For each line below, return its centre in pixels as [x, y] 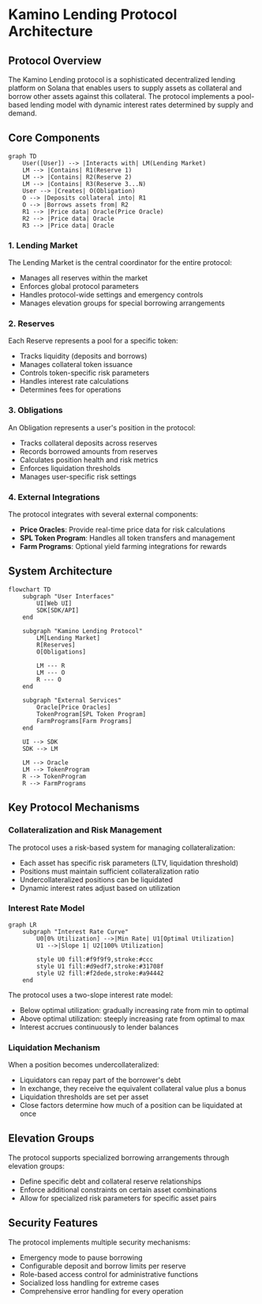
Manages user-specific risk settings [78, 476]
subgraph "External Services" [72, 700]
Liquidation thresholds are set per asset [84, 1097]
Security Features [53, 1223]
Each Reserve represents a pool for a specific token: [94, 341]
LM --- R [51, 665]
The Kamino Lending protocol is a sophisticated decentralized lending [122, 80]
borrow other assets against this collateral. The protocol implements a [122, 96]
